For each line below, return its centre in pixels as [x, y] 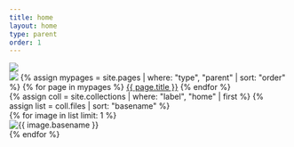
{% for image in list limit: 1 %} [63, 116]
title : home [31, 17]
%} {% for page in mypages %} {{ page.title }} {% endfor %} [120, 87]
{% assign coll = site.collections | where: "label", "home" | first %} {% [136, 97]
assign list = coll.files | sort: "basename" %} [90, 106]
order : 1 [25, 42]
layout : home [33, 26]
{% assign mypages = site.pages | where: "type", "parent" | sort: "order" [153, 78]
